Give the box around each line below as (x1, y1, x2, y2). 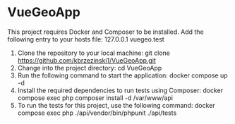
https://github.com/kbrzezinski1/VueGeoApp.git (17, 56, 157, 64)
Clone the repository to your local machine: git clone (17, 49, 171, 57)
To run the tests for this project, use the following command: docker (17, 101, 215, 109)
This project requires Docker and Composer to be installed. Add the (7, 27, 204, 36)
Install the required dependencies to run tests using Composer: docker (17, 86, 224, 94)
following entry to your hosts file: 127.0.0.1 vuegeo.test (7, 35, 164, 43)
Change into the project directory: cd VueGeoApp (17, 63, 162, 72)
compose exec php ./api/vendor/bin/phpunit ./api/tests (17, 108, 177, 117)
